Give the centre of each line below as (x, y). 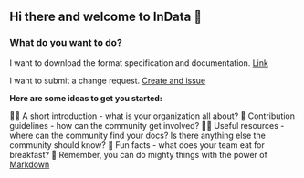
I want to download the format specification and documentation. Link (139, 63)
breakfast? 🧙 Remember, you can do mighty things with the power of (138, 154)
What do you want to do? (66, 43)
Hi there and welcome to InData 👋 (106, 17)
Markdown (30, 164)
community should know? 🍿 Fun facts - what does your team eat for (137, 145)
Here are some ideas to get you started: (86, 98)
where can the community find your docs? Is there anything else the (138, 135)
